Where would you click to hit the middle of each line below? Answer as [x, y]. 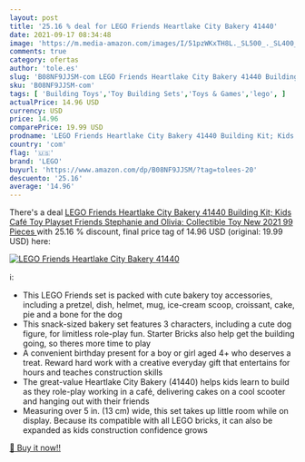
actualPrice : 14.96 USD [54, 102]
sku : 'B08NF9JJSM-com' [52, 85]
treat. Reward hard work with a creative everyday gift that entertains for [156, 363]
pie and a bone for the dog [72, 315]
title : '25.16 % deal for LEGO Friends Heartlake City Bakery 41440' [144, 26]
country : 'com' [38, 144]
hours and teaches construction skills [93, 372]
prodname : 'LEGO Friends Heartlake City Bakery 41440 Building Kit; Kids [152, 136]
